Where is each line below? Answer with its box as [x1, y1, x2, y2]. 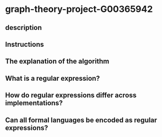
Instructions [5, 40, 44, 48]
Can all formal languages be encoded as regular [5, 116, 157, 124]
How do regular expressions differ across [5, 91, 136, 100]
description [5, 23, 42, 32]
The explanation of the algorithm [5, 57, 109, 66]
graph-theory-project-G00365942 [5, 3, 153, 15]
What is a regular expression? [5, 74, 100, 83]
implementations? [5, 99, 63, 108]
